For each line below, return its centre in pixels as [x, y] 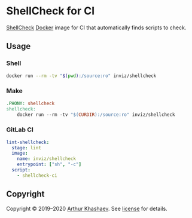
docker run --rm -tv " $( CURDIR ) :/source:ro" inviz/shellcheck [96, 115]
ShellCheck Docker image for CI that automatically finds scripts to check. [96, 27]
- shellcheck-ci [37, 175]
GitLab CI [20, 130]
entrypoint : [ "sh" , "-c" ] [49, 165]
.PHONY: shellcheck [31, 103]
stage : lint [27, 148]
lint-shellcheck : [28, 142]
